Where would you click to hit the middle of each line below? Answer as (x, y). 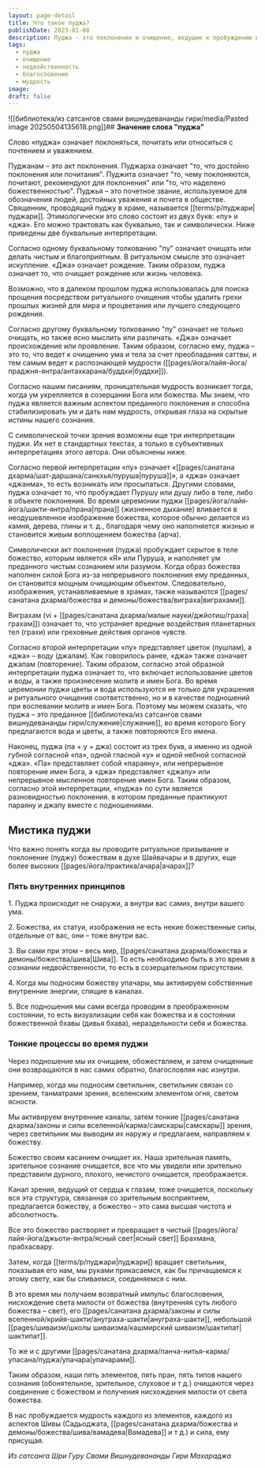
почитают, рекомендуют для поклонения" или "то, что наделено (117, 183)
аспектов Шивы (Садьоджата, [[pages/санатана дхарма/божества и (123, 1423)
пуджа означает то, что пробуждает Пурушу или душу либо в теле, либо (131, 492)
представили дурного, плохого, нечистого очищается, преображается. (128, 1174)
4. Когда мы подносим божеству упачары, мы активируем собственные (131, 983)
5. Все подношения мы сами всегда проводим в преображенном (119, 1006)
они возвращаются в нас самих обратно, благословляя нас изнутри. (124, 1069)
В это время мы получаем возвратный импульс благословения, (116, 1294)
